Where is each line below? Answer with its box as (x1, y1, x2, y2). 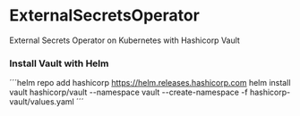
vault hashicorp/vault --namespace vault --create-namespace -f (9, 87, 248, 98)
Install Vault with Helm (9, 57, 109, 70)
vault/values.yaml (9, 96, 74, 107)
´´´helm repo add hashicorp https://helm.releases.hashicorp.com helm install (9, 78, 291, 88)
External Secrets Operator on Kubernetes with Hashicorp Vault (9, 35, 240, 46)
